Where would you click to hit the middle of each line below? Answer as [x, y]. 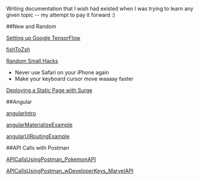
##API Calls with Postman [38, 148]
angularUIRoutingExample [38, 136]
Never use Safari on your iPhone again [62, 72]
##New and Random [31, 26]
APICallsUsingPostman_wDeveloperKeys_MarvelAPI [70, 171]
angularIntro [21, 113]
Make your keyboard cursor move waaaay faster [74, 79]
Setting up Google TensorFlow [43, 38]
